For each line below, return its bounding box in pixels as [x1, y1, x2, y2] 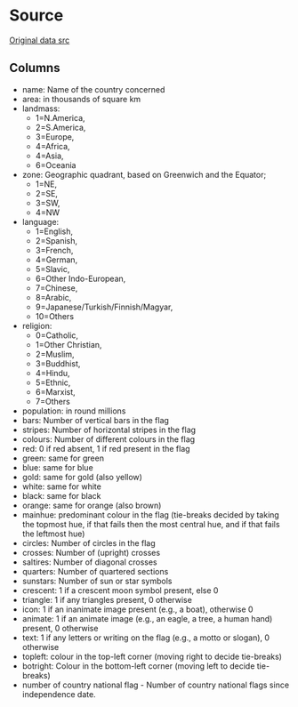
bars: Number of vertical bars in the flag [21, 414, 169, 425]
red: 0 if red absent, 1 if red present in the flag [21, 443, 190, 454]
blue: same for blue [21, 462, 93, 472]
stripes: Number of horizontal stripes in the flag [21, 424, 197, 435]
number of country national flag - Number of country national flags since [21, 679, 290, 690]
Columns [9, 60, 60, 76]
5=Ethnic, [35, 377, 71, 388]
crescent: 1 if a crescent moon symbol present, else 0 [21, 584, 219, 596]
